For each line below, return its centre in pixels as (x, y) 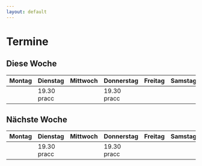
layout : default (26, 12)
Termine (28, 41)
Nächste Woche (37, 120)
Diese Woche (32, 64)
